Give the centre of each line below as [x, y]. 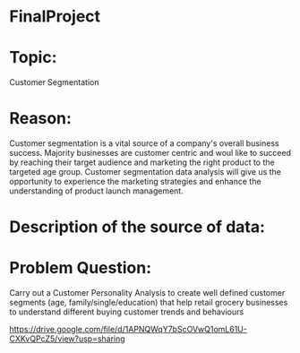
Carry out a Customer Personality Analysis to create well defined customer [147, 293]
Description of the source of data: [137, 227]
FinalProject [55, 17]
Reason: [40, 119]
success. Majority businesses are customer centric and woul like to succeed [150, 153]
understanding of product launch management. [96, 191]
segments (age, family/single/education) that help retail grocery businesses [149, 303]
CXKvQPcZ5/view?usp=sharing [67, 339]
